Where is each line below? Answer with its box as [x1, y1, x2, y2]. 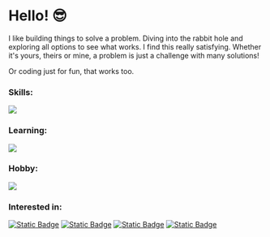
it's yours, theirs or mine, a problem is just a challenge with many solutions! [8, 50, 259, 60]
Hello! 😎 [8, 6, 67, 25]
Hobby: [8, 163, 38, 175]
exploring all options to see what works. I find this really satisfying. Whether [8, 41, 262, 51]
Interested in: [8, 201, 62, 213]
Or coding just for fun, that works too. [8, 66, 135, 75]
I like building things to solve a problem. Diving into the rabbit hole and [8, 33, 243, 43]
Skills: [8, 86, 34, 97]
